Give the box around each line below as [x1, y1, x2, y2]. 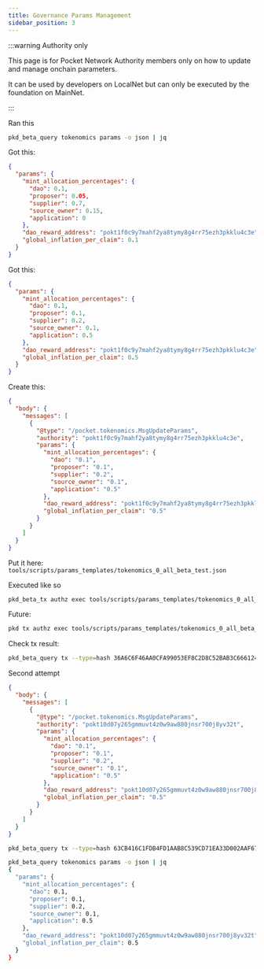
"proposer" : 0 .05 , [28, 192, 90, 200]
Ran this [8, 118, 35, 128]
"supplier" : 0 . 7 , [28, 199, 86, 207]
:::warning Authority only [8, 40, 89, 50]
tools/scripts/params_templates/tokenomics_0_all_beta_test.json [8, 566, 226, 575]
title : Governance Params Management [8, 11, 132, 20]
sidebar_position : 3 [8, 19, 76, 27]
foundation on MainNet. [8, 87, 85, 97]
